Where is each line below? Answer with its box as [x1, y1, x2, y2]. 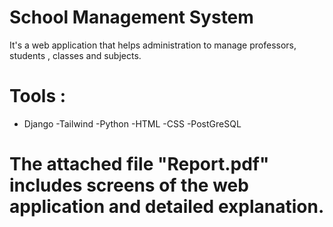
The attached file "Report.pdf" [9, 153, 270, 176]
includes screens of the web [9, 174, 249, 197]
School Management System [9, 6, 254, 29]
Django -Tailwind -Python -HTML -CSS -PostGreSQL [23, 117, 242, 130]
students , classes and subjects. [9, 49, 142, 61]
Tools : [9, 85, 67, 108]
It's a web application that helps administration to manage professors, [9, 39, 297, 51]
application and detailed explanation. [9, 196, 325, 218]
